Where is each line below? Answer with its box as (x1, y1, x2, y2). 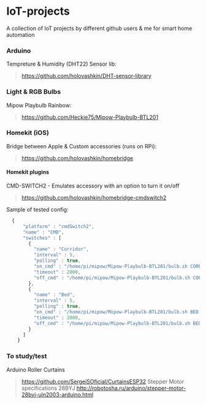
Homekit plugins (6, 169, 50, 176)
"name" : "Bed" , (33, 292, 75, 298)
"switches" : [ (22, 235, 62, 241)
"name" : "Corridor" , (33, 246, 89, 253)
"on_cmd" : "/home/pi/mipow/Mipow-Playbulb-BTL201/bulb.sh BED (33, 309, 199, 315)
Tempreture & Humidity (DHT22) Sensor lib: (6, 60, 116, 68)
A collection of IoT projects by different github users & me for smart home (6, 25, 193, 32)
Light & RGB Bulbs (6, 88, 61, 96)
